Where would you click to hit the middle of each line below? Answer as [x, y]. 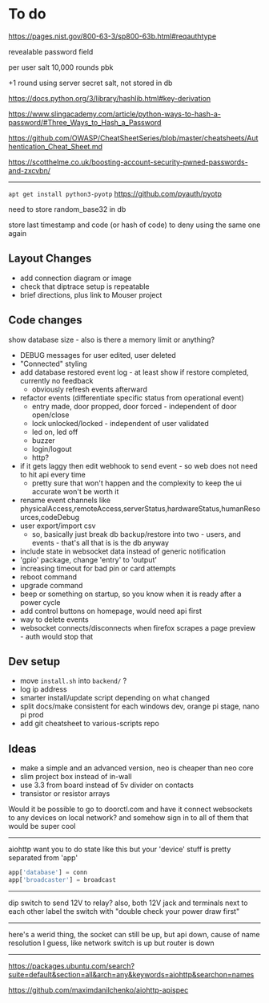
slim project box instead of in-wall [76, 777]
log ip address [43, 689]
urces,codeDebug [50, 517]
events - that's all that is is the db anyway [100, 542]
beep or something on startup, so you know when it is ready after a [130, 594]
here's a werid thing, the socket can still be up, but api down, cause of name [134, 934]
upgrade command [51, 585]
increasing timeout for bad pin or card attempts [98, 568]
